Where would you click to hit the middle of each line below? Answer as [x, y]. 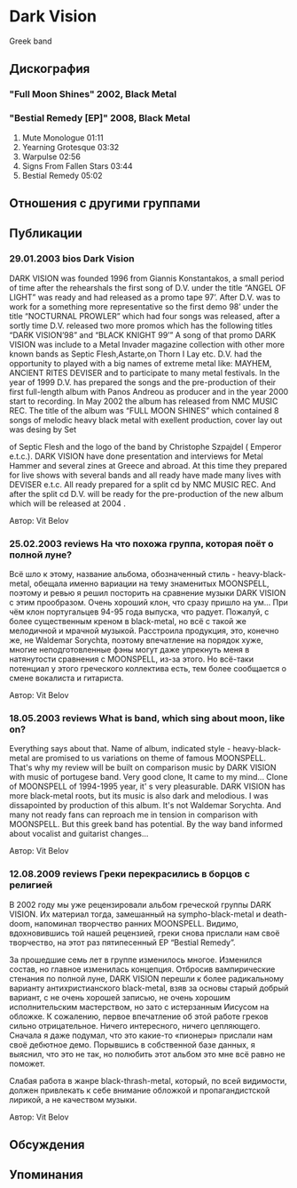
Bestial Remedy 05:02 [63, 175]
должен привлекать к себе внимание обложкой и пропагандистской [140, 1090]
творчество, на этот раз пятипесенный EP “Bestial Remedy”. [122, 942]
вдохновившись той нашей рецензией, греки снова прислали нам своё [145, 933]
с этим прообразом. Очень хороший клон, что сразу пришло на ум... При [148, 602]
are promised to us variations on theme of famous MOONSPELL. [149, 759]
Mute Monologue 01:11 [63, 137]
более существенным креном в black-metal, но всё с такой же [128, 621]
